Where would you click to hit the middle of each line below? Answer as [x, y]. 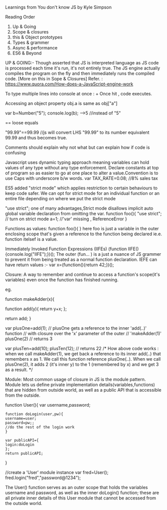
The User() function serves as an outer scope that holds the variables [77, 487]
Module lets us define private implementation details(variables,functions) [80, 385]
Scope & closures [30, 32]
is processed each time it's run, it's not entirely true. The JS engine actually [83, 68]
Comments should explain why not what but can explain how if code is [78, 147]
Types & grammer [31, 42]
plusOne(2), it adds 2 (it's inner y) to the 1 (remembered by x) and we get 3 [82, 364]
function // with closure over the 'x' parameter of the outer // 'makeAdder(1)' [83, 333]
